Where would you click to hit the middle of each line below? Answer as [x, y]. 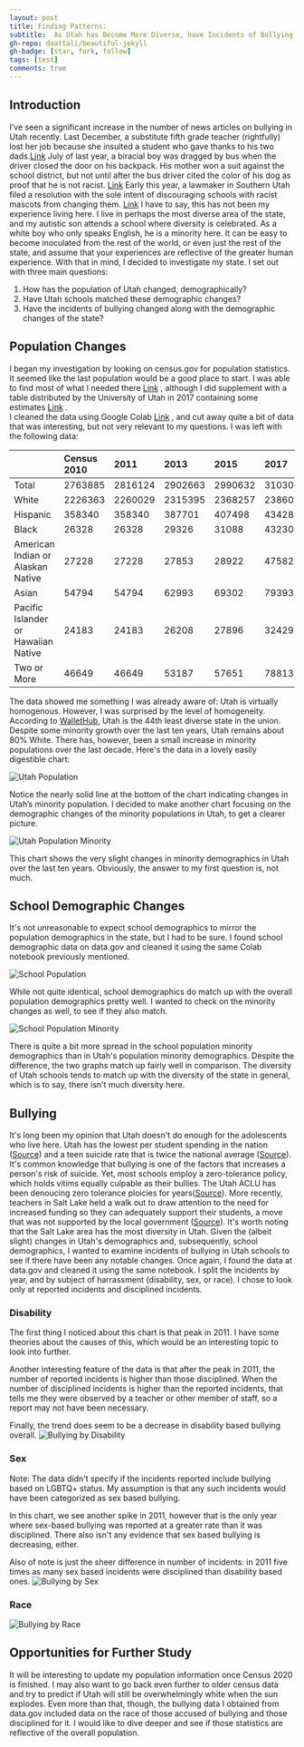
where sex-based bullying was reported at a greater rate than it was [136, 1525]
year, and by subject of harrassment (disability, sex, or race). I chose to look [151, 1280]
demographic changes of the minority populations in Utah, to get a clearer [147, 814]
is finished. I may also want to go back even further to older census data [144, 1684]
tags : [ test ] [34, 60]
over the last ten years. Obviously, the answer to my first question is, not [144, 868]
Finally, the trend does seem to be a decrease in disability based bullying [145, 1426]
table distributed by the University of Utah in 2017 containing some [134, 397]
